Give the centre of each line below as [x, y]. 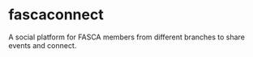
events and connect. [43, 45]
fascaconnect [56, 15]
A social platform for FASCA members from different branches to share [127, 37]
